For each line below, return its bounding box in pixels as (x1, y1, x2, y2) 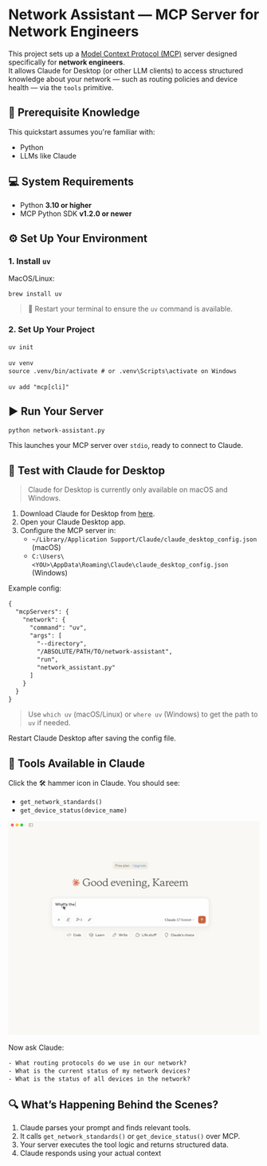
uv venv (8, 359, 34, 367)
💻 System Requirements (8, 175, 134, 189)
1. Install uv (8, 255, 51, 266)
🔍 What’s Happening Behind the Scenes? (8, 1097, 219, 1111)
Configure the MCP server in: (19, 526, 116, 536)
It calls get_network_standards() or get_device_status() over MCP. (19, 1131, 241, 1140)
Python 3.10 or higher (19, 200, 92, 210)
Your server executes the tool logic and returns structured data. (19, 1140, 229, 1149)
